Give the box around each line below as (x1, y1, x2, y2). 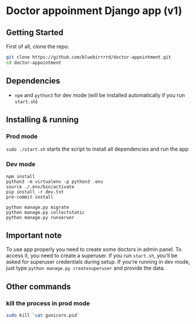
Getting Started (6, 28, 64, 37)
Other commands (6, 281, 71, 291)
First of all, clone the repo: (6, 43, 70, 50)
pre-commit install (6, 194, 54, 200)
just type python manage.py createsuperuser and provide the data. (6, 265, 166, 272)
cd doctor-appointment (6, 60, 61, 66)
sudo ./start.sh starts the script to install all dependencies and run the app (6, 145, 189, 153)
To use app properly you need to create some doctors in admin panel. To (6, 246, 182, 253)
